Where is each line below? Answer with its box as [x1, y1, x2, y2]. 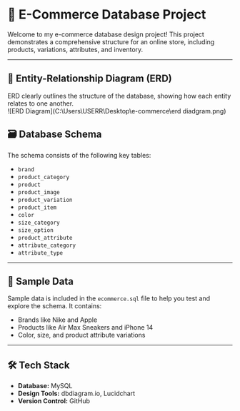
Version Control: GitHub [17, 397, 91, 405]
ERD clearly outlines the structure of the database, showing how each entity [7, 91, 231, 100]
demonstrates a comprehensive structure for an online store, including [7, 37, 215, 46]
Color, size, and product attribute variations [17, 331, 146, 340]
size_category [17, 219, 60, 226]
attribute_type [17, 249, 64, 256]
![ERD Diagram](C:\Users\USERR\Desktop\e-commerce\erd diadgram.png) [7, 106, 226, 115]
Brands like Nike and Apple [17, 315, 98, 324]
